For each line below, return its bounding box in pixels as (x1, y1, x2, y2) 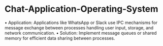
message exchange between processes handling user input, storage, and (4, 24, 154, 30)
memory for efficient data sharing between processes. (4, 35, 115, 41)
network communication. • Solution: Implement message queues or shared (4, 30, 157, 36)
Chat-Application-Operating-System (4, 3, 159, 15)
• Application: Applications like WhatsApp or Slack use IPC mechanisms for (4, 20, 158, 25)
